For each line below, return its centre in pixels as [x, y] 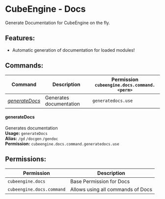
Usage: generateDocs [26, 133]
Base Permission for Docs [100, 181]
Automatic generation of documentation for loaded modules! [73, 50]
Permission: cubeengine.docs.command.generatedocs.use [62, 143]
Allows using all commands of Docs [111, 189]
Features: [20, 38]
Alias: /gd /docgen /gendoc [32, 138]
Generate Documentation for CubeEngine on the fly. [58, 23]
